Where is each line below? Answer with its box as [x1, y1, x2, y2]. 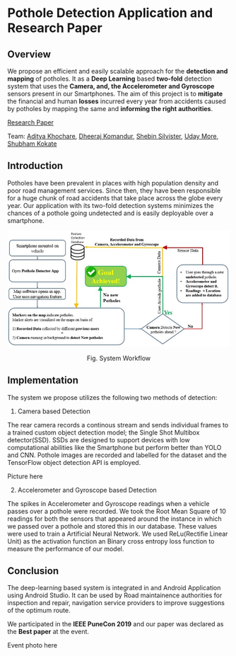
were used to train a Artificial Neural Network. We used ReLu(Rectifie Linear [7, 529, 228, 538]
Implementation [7, 374, 79, 386]
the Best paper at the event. [7, 628, 90, 636]
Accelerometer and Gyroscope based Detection [17, 485, 157, 494]
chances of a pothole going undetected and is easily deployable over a [7, 209, 214, 217]
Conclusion [7, 565, 59, 577]
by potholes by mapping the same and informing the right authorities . [7, 105, 213, 113]
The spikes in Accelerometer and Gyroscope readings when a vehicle [7, 499, 210, 507]
